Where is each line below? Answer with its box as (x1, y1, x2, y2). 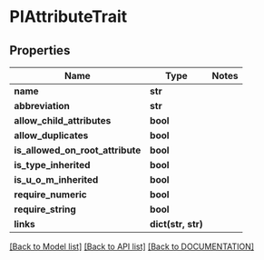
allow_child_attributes (14, 115, 112, 126)
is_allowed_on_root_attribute (14, 144, 142, 156)
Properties (9, 43, 71, 58)
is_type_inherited (14, 159, 91, 171)
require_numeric (14, 188, 88, 201)
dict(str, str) (149, 218, 204, 230)
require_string (14, 203, 77, 215)
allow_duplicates (14, 129, 89, 142)
